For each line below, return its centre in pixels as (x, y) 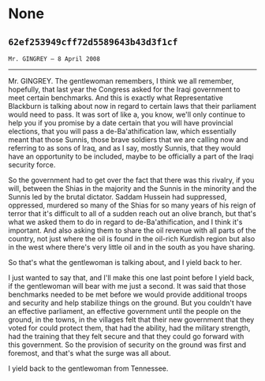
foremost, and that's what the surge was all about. (90, 353)
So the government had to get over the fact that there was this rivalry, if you (131, 180)
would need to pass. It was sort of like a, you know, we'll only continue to (127, 114)
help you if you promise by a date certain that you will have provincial (121, 123)
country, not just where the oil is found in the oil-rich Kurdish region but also (132, 239)
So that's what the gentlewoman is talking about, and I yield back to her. (125, 262)
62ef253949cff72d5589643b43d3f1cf (93, 42)
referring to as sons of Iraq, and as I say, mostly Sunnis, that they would (125, 148)
